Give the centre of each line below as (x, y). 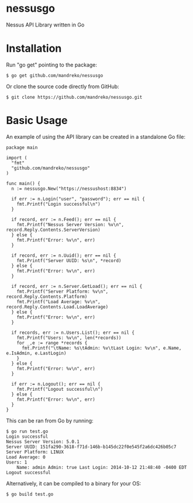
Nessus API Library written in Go (45, 25)
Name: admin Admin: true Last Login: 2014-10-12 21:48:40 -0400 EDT (102, 467)
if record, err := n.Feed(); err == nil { (64, 219)
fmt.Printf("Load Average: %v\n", (58, 301)
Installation (34, 48)
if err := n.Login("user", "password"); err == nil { (78, 199)
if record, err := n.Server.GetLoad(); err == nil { (77, 286)
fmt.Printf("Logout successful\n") (60, 389)
